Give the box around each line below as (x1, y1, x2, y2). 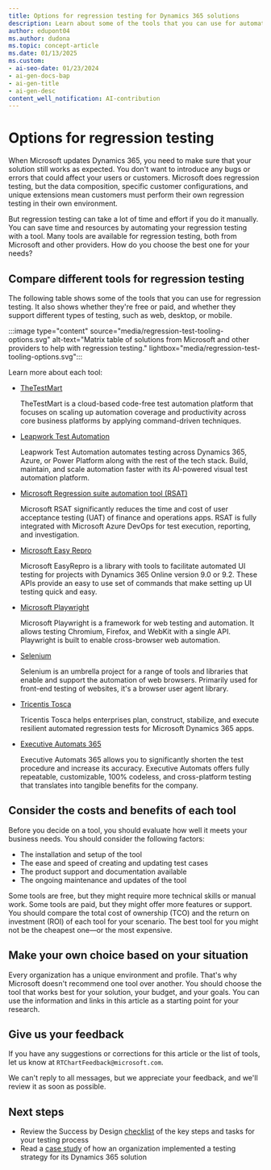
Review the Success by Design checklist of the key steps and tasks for (19, 1126, 256, 1136)
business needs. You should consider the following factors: (8, 834, 206, 843)
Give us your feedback (8, 1028, 125, 1042)
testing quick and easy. (19, 587, 98, 596)
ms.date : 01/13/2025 (8, 49, 78, 57)
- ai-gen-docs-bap (8, 72, 70, 80)
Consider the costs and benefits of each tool (8, 804, 236, 817)
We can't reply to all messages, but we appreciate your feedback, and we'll (8, 1073, 258, 1083)
